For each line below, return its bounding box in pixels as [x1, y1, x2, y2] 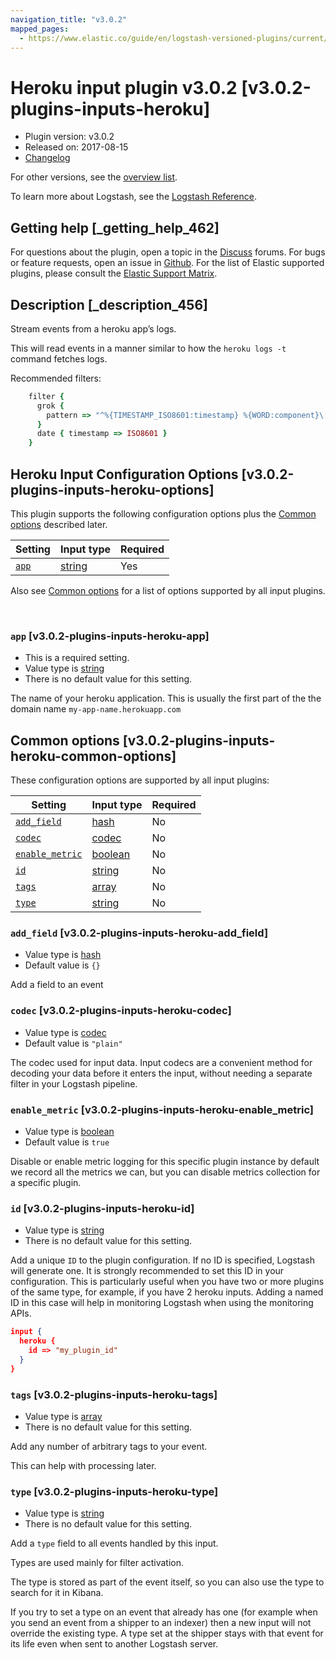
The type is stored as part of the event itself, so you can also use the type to [10, 1576, 325, 1588]
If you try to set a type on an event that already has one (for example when [10, 1606, 318, 1618]
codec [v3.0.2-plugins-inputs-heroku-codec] [10, 1004, 232, 1018]
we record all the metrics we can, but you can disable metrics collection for [10, 1166, 321, 1178]
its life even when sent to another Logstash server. [10, 1638, 219, 1650]
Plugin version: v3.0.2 [24, 131, 115, 143]
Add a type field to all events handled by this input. [10, 1537, 219, 1550]
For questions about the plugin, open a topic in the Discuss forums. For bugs [10, 246, 326, 258]
